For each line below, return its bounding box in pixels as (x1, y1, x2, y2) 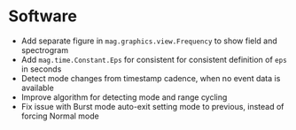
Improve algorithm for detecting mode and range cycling (20, 91, 228, 103)
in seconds (20, 64, 62, 74)
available (20, 82, 54, 93)
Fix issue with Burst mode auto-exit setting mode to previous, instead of (20, 101, 284, 111)
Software (8, 6, 77, 27)
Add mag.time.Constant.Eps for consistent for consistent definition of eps (20, 54, 287, 65)
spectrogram (20, 44, 68, 55)
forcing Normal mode (20, 111, 99, 121)
